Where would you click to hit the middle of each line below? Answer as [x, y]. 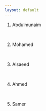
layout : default [22, 10]
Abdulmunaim [27, 25]
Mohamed [22, 45]
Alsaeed [20, 64]
